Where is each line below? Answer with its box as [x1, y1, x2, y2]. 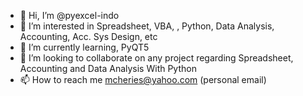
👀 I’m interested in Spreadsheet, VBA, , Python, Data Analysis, [19, 20, 275, 32]
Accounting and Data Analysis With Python [19, 63, 197, 74]
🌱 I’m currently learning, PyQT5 [19, 41, 150, 53]
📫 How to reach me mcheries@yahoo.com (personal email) [19, 74, 267, 85]
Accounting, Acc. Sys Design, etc [19, 31, 158, 42]
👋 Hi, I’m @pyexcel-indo [19, 10, 120, 21]
